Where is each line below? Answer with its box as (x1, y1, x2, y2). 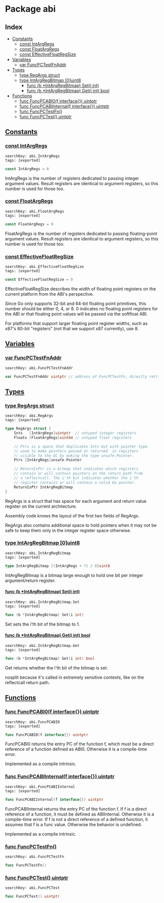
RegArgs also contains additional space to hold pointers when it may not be (5, 522, 157, 528)
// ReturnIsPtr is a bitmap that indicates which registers (14, 467, 139, 472)
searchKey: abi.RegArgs (5, 413, 54, 418)
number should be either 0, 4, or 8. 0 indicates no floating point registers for (5, 305, 158, 311)
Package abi (5, 3, 56, 15)
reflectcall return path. (5, 679, 50, 685)
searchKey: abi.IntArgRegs (5, 153, 60, 158)
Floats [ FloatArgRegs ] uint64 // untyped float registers (14, 435, 132, 440)
